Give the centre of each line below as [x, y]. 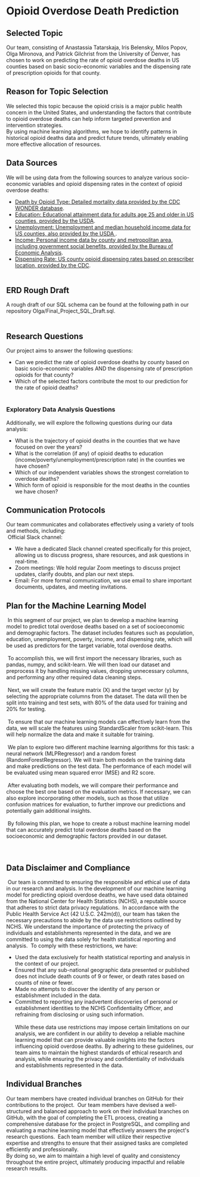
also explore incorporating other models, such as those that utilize [87, 798]
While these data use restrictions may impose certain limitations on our [102, 1027]
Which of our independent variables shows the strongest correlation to [102, 472]
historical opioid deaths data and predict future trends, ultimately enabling [97, 138]
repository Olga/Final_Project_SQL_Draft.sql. [61, 311]
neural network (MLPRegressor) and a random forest [71, 754]
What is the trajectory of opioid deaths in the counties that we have [97, 440]
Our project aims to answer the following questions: [70, 350]
